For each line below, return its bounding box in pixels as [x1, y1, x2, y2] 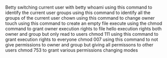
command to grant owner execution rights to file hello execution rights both [5, 26, 162, 32]
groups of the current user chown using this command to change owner [5, 15, 155, 21]
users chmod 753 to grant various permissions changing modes [5, 47, 138, 53]
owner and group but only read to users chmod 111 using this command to [5, 31, 159, 37]
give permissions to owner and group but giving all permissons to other [5, 42, 154, 47]
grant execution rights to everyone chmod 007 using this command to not [5, 36, 158, 42]
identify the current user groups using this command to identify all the [5, 10, 151, 16]
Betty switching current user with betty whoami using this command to [5, 5, 152, 10]
